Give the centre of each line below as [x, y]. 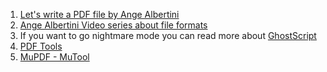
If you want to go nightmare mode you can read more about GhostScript [168, 35]
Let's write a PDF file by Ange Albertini [99, 14]
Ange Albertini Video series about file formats [113, 25]
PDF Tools [41, 46]
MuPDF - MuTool [54, 57]
